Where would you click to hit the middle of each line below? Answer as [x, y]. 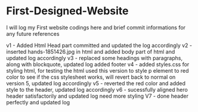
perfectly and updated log [38, 102]
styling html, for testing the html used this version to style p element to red [98, 70]
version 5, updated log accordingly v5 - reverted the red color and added [96, 83]
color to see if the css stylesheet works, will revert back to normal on [91, 77]
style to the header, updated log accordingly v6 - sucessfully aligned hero [97, 89]
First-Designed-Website [67, 11]
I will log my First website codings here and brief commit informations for [96, 27]
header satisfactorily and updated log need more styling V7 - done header [98, 96]
